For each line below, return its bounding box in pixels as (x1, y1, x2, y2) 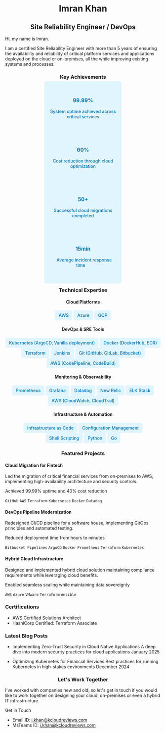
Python (87, 435, 103, 441)
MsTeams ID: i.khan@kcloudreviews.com (12, 722, 96, 728)
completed (72, 212, 94, 218)
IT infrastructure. (5, 698, 40, 704)
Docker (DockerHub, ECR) (103, 340, 157, 345)
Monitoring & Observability (54, 374, 112, 380)
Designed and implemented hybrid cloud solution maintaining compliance (5, 567, 155, 573)
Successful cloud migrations (53, 207, 113, 213)
